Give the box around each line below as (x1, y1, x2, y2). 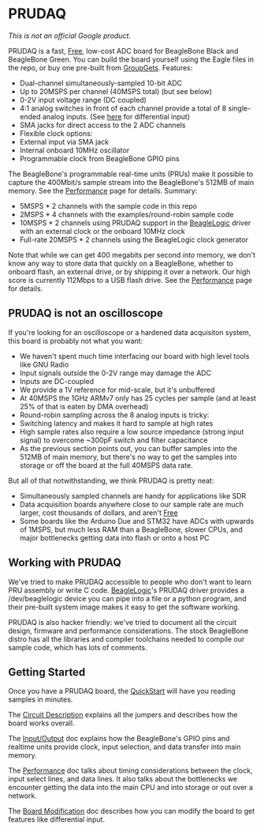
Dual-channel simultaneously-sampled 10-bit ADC (19, 78, 183, 88)
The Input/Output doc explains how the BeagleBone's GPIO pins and (8, 734, 230, 744)
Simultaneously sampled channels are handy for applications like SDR (19, 491, 247, 500)
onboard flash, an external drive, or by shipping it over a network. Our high (8, 266, 251, 277)
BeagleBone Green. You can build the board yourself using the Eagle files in (8, 55, 255, 64)
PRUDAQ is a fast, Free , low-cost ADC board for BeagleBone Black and (8, 46, 239, 55)
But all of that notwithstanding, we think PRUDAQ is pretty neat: (8, 476, 214, 485)
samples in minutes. (8, 695, 73, 704)
